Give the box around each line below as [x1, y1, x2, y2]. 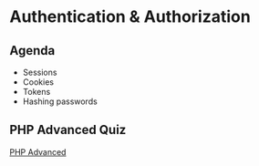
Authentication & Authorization [9, 6, 251, 27]
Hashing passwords [22, 96, 98, 107]
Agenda [9, 43, 56, 58]
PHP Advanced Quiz [9, 122, 127, 138]
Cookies [22, 77, 55, 88]
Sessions [22, 67, 57, 78]
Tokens [22, 87, 51, 97]
